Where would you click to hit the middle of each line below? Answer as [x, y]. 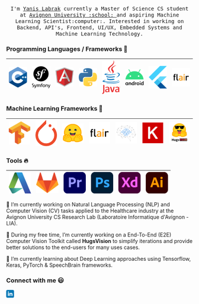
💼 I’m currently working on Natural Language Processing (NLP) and [88, 204]
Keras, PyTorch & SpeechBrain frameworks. [60, 265]
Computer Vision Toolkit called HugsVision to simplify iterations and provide [99, 241]
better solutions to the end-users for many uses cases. [73, 247]
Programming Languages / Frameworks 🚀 [67, 48]
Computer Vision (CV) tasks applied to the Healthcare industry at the [90, 211]
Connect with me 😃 [35, 280]
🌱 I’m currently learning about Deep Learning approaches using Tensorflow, [99, 258]
